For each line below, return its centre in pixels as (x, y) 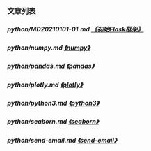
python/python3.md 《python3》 (53, 103)
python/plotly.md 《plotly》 (45, 85)
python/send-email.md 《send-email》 (62, 140)
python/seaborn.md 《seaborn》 (53, 122)
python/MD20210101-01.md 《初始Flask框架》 (75, 29)
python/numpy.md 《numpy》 (49, 48)
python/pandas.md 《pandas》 (51, 66)
